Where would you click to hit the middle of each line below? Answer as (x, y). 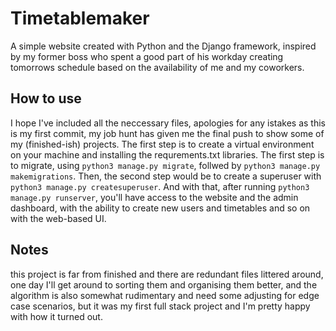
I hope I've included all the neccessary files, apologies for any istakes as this (168, 123)
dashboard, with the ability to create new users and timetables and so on (160, 208)
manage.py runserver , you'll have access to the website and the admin (154, 197)
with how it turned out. (56, 316)
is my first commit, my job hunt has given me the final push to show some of (167, 133)
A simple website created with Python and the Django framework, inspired (163, 46)
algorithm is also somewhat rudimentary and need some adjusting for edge (165, 295)
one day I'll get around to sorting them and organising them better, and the (164, 284)
